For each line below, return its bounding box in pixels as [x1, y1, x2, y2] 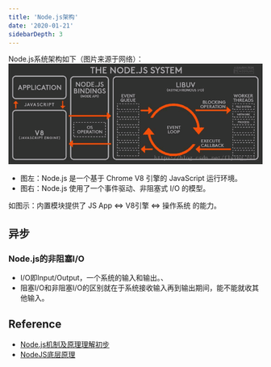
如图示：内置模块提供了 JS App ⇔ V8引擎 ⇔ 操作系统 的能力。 [8, 200, 222, 210]
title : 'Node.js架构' [8, 13, 79, 21]
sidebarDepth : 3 [8, 30, 63, 38]
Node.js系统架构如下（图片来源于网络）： [8, 54, 144, 64]
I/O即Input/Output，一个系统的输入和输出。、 [19, 273, 168, 283]
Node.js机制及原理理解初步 [19, 340, 110, 349]
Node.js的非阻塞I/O [8, 253, 85, 264]
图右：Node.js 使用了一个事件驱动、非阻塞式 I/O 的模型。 [19, 183, 211, 193]
